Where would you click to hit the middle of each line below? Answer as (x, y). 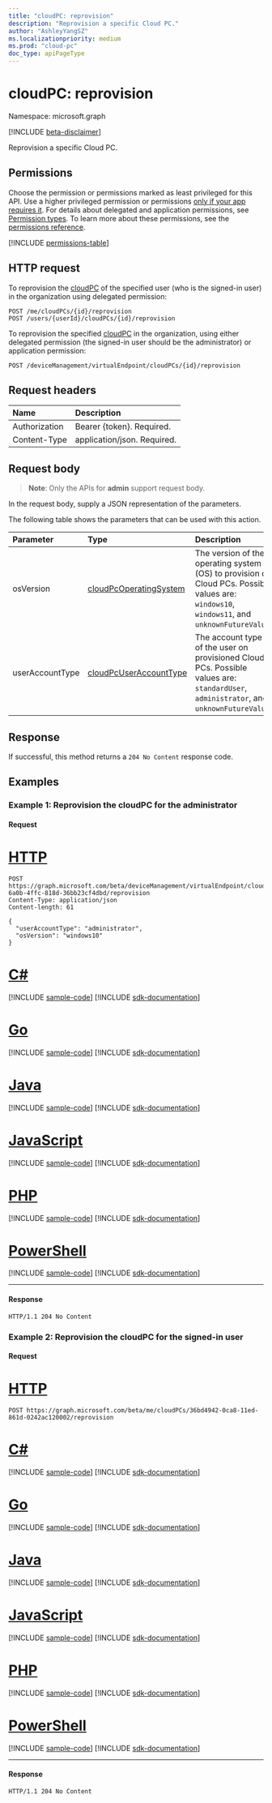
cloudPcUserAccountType (138, 673)
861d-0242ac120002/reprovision (61, 1418)
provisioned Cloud (229, 657)
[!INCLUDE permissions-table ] (59, 242)
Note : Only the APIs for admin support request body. (117, 488)
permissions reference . (47, 227)
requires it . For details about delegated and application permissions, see (129, 210)
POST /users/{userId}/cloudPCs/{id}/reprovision (92, 318)
